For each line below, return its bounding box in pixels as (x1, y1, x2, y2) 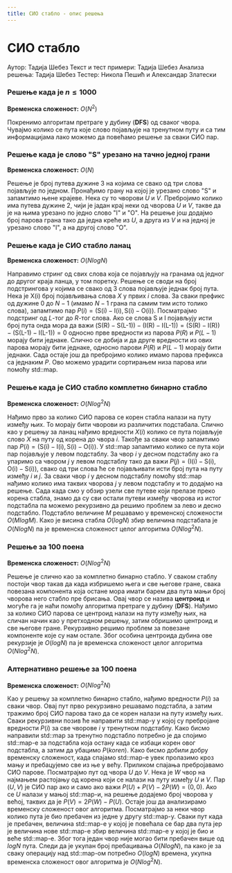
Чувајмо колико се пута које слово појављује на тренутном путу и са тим (7, 125, 226, 134)
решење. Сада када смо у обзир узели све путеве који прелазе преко (7, 486, 216, 495)
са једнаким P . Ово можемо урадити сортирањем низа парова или (7, 358, 207, 367)
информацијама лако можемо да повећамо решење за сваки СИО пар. (7, 132, 220, 141)
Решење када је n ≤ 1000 (7, 87, 97, 97)
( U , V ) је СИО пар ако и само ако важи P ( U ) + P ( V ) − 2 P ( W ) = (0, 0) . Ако (7, 783, 217, 791)
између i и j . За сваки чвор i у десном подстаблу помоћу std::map (7, 472, 202, 480)
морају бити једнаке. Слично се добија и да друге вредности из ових (7, 336, 213, 344)
